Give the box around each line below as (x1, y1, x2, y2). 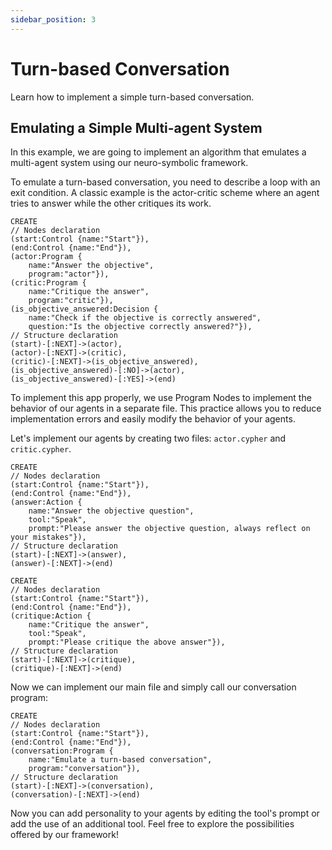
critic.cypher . (10, 443, 72, 455)
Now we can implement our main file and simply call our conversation (10, 681, 297, 693)
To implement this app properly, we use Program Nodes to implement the (10, 392, 312, 404)
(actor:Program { (10, 252, 83, 262)
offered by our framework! (10, 829, 119, 841)
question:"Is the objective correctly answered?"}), (28, 322, 253, 332)
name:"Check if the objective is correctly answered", (28, 313, 262, 323)
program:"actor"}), (28, 269, 110, 280)
